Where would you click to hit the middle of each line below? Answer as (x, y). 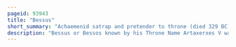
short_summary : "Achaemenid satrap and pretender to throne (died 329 (113, 26)
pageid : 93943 (28, 13)
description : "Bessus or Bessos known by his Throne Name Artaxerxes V (114, 33)
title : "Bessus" (31, 20)
